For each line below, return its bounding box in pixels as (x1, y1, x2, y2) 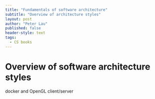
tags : (5, 35, 16, 40)
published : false (5, 26, 41, 31)
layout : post (5, 16, 32, 21)
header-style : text (5, 30, 46, 35)
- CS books (9, 40, 32, 45)
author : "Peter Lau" (5, 21, 48, 26)
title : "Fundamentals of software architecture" (5, 7, 108, 12)
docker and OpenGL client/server (5, 88, 74, 94)
